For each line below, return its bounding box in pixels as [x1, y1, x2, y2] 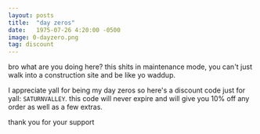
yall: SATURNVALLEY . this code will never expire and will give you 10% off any [8, 94, 250, 103]
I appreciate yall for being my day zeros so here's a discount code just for [8, 85, 246, 95]
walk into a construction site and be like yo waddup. [8, 71, 176, 80]
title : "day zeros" [8, 19, 76, 27]
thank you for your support [8, 118, 95, 127]
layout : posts [8, 11, 55, 20]
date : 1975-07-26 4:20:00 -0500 [8, 26, 121, 34]
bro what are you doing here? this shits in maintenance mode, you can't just [8, 62, 253, 71]
